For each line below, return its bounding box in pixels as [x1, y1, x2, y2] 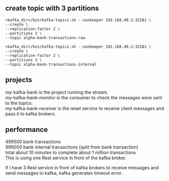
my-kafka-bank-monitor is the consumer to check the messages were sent [5, 94, 162, 100]
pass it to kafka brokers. [5, 111, 56, 117]
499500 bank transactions [5, 139, 61, 145]
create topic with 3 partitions [5, 4, 99, 13]
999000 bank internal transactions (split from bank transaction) [5, 144, 138, 150]
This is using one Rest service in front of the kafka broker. [5, 155, 127, 161]
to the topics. [5, 100, 33, 106]
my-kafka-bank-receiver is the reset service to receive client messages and [5, 105, 164, 111]
